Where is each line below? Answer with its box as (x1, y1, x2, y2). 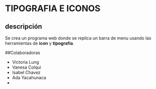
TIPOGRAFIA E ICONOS (5, 3, 101, 14)
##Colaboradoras (5, 50, 40, 55)
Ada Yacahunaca (12, 75, 46, 80)
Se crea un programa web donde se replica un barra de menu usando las (5, 35, 152, 41)
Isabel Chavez (12, 70, 41, 75)
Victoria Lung (12, 59, 39, 65)
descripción (5, 22, 42, 31)
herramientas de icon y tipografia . (5, 40, 74, 46)
